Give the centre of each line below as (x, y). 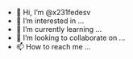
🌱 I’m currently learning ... (59, 29)
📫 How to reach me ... (53, 47)
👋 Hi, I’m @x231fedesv (53, 12)
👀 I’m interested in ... (50, 21)
